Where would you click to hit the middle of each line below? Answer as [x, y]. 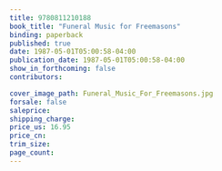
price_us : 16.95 [40, 127]
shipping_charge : [42, 119]
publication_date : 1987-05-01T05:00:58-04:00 [97, 60]
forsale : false [38, 102]
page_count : [32, 153]
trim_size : [30, 145]
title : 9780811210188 [50, 18]
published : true [40, 43]
